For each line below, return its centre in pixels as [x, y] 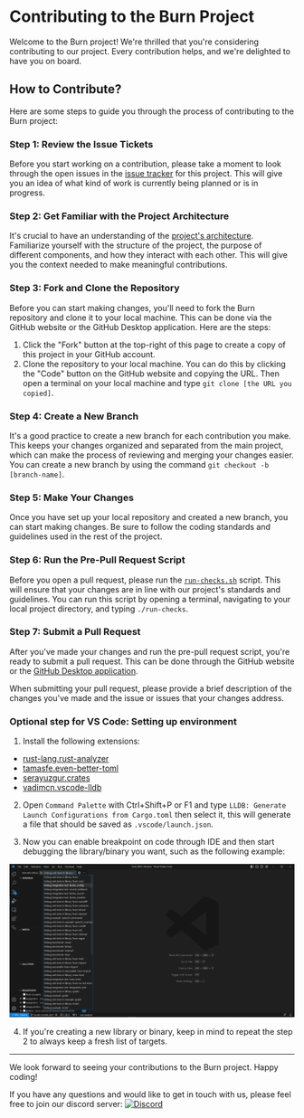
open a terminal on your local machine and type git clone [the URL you [157, 383]
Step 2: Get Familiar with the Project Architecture [119, 216]
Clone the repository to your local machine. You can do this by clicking [154, 364]
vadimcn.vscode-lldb [62, 788]
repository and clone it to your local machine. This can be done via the [141, 317]
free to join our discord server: [66, 1104]
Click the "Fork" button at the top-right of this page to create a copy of [154, 345]
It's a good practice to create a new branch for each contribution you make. [150, 435]
